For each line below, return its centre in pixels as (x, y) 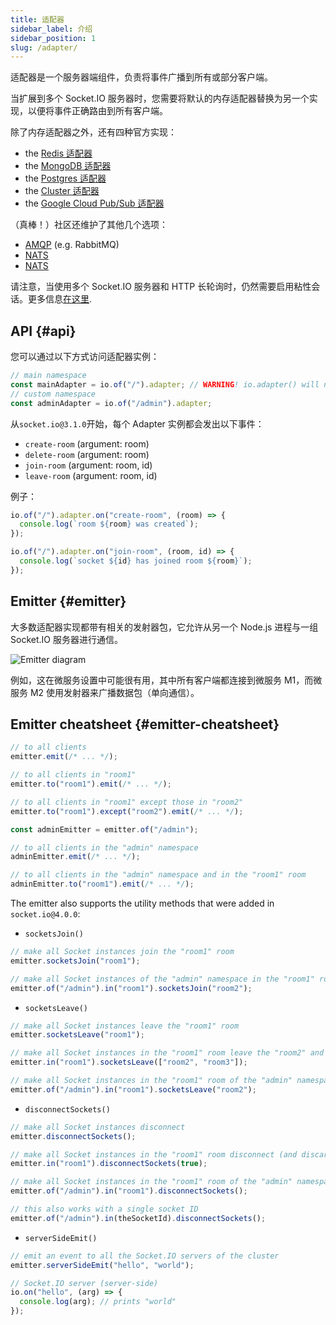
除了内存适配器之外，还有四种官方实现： (93, 132)
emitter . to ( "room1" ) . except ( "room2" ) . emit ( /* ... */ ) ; (127, 811)
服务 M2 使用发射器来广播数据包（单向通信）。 (105, 692)
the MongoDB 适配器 (68, 166)
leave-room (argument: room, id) (91, 475)
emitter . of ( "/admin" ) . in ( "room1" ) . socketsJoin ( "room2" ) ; (131, 988)
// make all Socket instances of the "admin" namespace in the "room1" (162, 979)
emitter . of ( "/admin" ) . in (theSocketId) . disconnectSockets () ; (138, 1218)
